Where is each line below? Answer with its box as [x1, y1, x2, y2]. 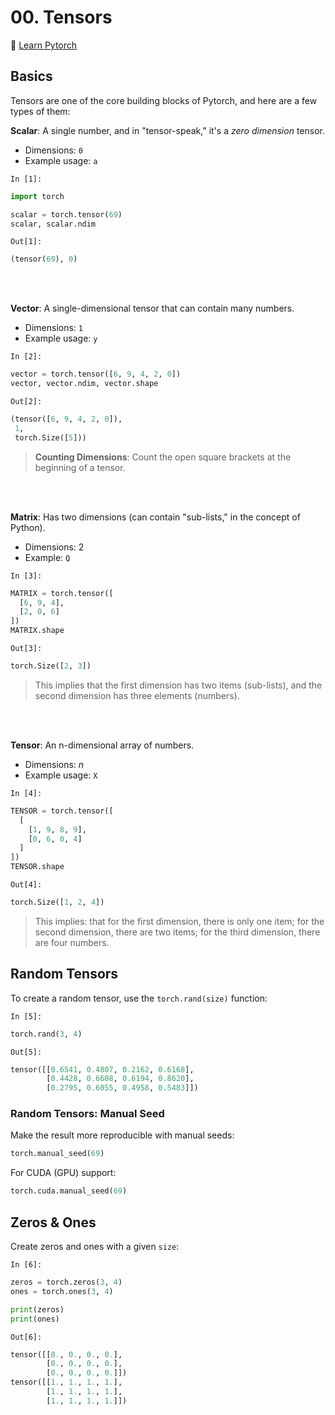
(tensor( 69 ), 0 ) [10, 254, 78, 265]
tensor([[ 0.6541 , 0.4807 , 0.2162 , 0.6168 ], [10, 1064, 195, 1075]
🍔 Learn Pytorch [10, 39, 78, 51]
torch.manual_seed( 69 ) [10, 1149, 105, 1159]
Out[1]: [10, 237, 43, 247]
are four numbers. [34, 936, 110, 948]
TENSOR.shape [10, 862, 65, 872]
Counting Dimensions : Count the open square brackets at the [34, 451, 292, 463]
